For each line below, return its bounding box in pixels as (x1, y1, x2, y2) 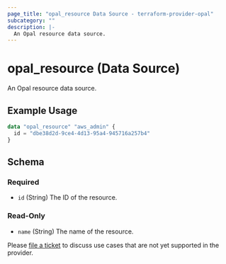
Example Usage (7, 104, 78, 117)
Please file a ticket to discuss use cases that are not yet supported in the (7, 241, 220, 249)
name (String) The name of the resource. (17, 227, 134, 236)
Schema (7, 156, 45, 168)
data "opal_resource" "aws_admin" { (7, 123, 115, 130)
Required (7, 177, 40, 187)
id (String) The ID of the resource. (17, 193, 118, 202)
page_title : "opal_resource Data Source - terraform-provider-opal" (7, 10, 214, 18)
